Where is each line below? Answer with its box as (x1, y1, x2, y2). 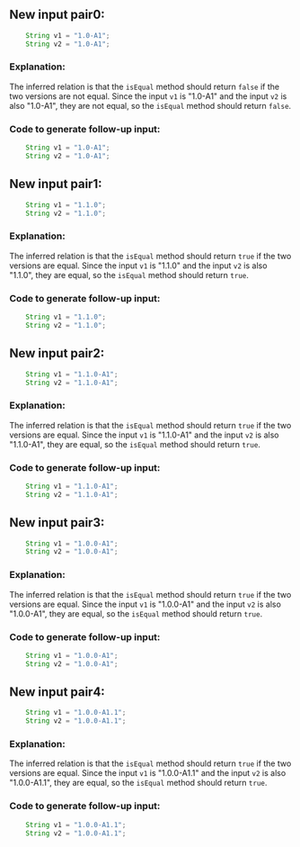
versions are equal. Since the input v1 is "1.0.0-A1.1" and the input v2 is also (9, 768, 287, 779)
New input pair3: (9, 515, 105, 530)
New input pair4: (9, 684, 105, 700)
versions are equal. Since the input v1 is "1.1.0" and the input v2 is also (9, 260, 268, 271)
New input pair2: (9, 346, 105, 361)
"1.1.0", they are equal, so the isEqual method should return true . (9, 269, 249, 280)
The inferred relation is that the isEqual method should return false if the (9, 81, 280, 92)
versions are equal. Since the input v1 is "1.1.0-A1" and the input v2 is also (9, 429, 279, 440)
